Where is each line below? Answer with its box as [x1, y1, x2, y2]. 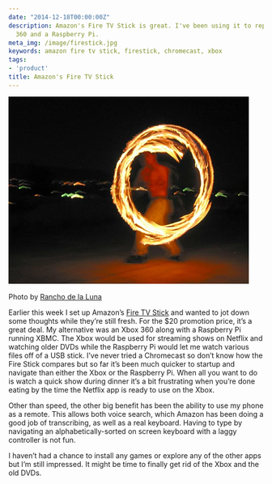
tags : [8, 56, 27, 64]
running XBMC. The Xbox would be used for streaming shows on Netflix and [8, 333, 263, 343]
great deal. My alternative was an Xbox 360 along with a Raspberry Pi [8, 325, 241, 334]
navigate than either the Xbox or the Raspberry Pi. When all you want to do [8, 367, 257, 377]
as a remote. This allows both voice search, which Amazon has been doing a [8, 409, 264, 418]
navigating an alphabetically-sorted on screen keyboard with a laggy [8, 426, 237, 436]
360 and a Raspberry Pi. [15, 30, 100, 38]
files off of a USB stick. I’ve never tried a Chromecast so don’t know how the [8, 350, 263, 360]
